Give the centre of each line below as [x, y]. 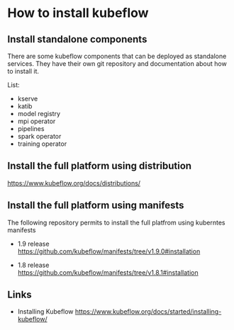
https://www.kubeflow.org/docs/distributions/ [74, 183]
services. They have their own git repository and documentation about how [117, 64]
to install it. [23, 71]
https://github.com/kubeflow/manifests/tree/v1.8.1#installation [108, 272]
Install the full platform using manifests [96, 206]
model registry [39, 114]
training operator [42, 144]
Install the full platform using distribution [100, 166]
